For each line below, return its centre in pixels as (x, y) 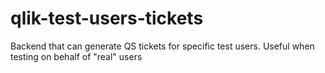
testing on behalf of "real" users (76, 56)
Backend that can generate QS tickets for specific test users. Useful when (162, 46)
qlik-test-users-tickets (107, 18)
